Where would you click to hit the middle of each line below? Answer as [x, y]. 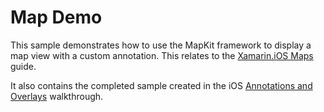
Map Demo [56, 17]
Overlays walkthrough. [57, 96]
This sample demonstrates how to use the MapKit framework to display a [161, 45]
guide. [23, 66]
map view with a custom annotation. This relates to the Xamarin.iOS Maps [162, 55]
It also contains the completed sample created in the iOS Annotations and [161, 85]
